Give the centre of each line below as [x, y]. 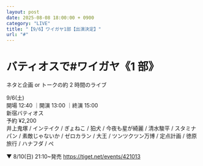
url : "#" [17, 35]
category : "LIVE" [28, 23]
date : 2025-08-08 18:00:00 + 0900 [50, 18]
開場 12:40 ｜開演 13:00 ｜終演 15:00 [52, 106]
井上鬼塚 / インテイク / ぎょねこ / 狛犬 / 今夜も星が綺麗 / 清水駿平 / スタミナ [102, 128]
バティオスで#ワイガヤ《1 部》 [83, 67]
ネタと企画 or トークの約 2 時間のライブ [57, 85]
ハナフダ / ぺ [38, 143]
